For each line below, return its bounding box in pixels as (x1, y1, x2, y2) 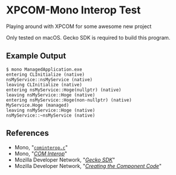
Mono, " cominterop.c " (14, 143, 68, 150)
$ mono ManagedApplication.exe (6, 66, 82, 72)
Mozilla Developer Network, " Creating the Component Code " (14, 162, 162, 169)
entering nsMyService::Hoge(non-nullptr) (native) (6, 97, 132, 103)
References (6, 128, 49, 138)
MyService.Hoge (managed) (6, 102, 69, 108)
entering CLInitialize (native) (6, 71, 85, 78)
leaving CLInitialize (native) (6, 82, 82, 87)
